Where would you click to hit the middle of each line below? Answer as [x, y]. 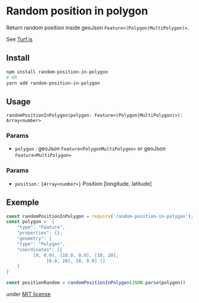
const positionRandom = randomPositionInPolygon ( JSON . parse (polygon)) [96, 283]
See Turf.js [19, 39]
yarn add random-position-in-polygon [53, 83]
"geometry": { [34, 239]
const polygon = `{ [30, 222]
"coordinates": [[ [40, 250]
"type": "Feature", [41, 228]
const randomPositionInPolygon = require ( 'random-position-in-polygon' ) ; [100, 216]
